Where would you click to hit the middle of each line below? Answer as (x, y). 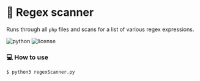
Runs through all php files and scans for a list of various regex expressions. (100, 29)
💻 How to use (28, 57)
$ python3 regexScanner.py (41, 72)
